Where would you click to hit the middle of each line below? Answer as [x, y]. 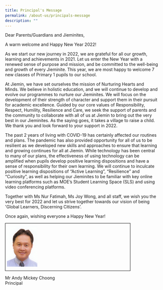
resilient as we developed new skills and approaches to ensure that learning [81, 145]
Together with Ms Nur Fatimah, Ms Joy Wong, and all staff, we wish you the [81, 197]
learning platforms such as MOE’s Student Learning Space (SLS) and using [80, 182]
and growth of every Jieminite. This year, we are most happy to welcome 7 [80, 70]
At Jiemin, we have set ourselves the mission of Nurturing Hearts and [75, 84]
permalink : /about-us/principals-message [48, 15]
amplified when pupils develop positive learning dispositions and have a [77, 161]
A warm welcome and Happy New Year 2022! [51, 44]
